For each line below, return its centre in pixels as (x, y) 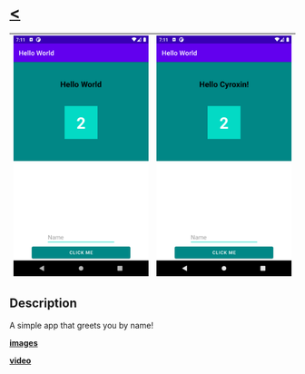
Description (43, 304)
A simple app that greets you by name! (82, 325)
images (24, 342)
